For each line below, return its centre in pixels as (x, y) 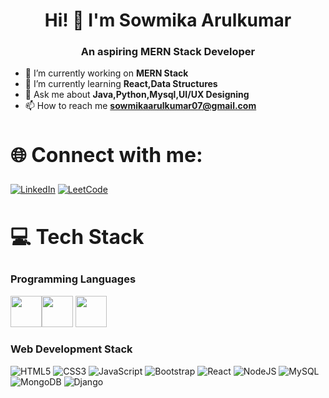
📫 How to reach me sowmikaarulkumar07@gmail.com (140, 106)
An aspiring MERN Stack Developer (168, 52)
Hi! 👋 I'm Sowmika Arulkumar (168, 20)
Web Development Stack (71, 349)
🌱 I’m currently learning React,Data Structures (121, 84)
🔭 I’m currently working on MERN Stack (106, 73)
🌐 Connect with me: (106, 155)
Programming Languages (73, 279)
